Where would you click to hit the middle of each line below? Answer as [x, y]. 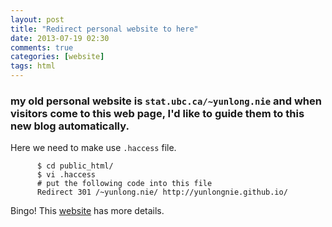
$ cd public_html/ [75, 166]
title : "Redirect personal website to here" [104, 29]
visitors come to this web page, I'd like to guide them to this [157, 113]
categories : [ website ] [57, 57]
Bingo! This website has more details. [87, 211]
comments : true [42, 47]
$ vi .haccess [66, 175]
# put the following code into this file [124, 184]
